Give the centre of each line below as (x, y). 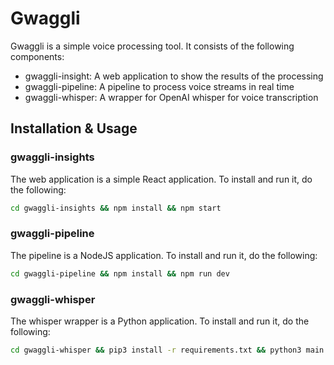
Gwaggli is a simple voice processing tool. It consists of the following (152, 46)
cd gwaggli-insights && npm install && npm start (116, 208)
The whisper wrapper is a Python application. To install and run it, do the (160, 321)
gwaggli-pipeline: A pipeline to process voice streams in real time (159, 86)
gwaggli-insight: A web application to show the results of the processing (174, 76)
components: (37, 56)
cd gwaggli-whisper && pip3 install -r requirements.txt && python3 (156, 350)
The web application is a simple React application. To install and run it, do (161, 179)
